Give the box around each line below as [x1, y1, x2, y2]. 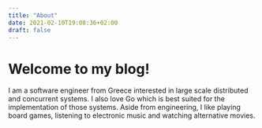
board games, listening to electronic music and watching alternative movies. [8, 111, 256, 120]
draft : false [8, 26, 51, 34]
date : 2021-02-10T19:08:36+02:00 [8, 19, 118, 27]
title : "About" [8, 11, 58, 20]
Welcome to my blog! [8, 60, 150, 78]
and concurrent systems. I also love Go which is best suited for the [8, 94, 225, 104]
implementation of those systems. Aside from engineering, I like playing [8, 103, 241, 112]
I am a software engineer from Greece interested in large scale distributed [8, 86, 249, 95]
